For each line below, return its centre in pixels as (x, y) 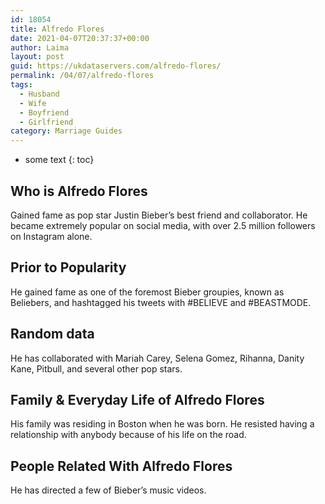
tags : (21, 85)
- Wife (33, 103)
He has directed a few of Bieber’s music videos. (108, 490)
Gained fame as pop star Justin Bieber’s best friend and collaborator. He (159, 215)
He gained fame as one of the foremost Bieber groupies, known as (147, 292)
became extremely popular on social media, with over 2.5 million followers (163, 225)
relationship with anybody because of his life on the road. (128, 435)
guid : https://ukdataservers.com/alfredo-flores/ (116, 66)
